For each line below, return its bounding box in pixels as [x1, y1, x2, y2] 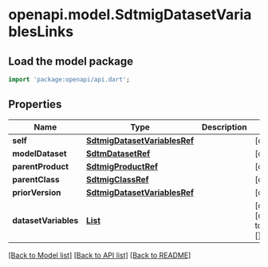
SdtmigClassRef [86, 173, 149, 185]
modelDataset [12, 148, 67, 159]
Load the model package [8, 54, 134, 68]
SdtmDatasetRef [86, 148, 151, 159]
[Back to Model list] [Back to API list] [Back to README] [8, 250, 191, 260]
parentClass [12, 173, 60, 185]
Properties [8, 98, 62, 111]
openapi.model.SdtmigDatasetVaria [8, 6, 252, 24]
